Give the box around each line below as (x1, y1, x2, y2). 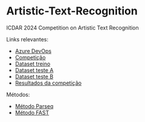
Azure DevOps (14, 47, 52, 55)
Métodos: (6, 91, 30, 98)
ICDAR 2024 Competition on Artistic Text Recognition (6, 24, 139, 31)
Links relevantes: (6, 35, 49, 43)
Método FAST (14, 109, 50, 116)
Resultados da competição (14, 79, 82, 87)
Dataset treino (14, 60, 51, 67)
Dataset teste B (14, 73, 54, 80)
